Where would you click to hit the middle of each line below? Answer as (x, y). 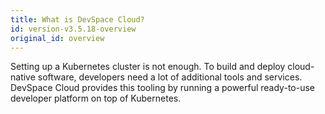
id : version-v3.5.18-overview (73, 29)
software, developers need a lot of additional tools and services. (170, 77)
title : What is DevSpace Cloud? (77, 19)
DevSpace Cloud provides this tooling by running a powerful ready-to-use (162, 88)
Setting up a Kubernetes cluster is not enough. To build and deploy (148, 67)
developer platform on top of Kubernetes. (96, 98)
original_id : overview (57, 38)
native (23, 77)
